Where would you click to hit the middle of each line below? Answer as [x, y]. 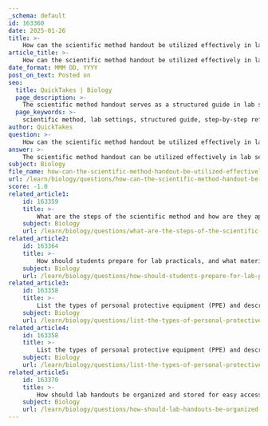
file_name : [26, 172]
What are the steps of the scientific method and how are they [144, 217]
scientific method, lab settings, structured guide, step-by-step [135, 120]
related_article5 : [39, 372]
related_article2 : [39, 239]
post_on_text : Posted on [49, 75]
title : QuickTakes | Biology [64, 90]
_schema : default [37, 16]
